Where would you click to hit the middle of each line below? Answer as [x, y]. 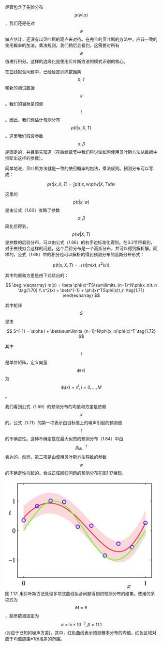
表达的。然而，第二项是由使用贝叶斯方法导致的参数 [56, 457]
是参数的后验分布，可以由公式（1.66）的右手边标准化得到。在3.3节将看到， [80, 242]
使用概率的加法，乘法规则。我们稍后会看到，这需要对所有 [62, 45]
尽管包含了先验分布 [24, 7]
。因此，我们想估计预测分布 [33, 120]
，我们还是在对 [20, 23]
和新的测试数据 [20, 88]
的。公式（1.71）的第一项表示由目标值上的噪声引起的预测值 [64, 423]
